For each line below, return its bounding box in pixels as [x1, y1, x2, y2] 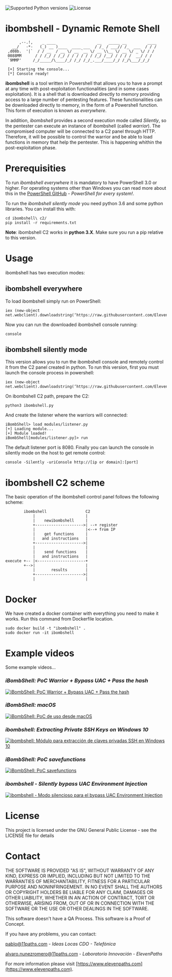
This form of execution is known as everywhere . [5, 107, 107, 113]
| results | [32, 567, 88, 573]
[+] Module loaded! [5, 431, 47, 436]
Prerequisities [5, 163, 67, 174]
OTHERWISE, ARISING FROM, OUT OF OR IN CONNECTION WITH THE [5, 900, 155, 906]
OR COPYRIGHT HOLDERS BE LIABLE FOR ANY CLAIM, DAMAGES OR [5, 889, 154, 895]
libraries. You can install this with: [5, 206, 76, 212]
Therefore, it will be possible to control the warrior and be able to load [5, 133, 153, 139]
